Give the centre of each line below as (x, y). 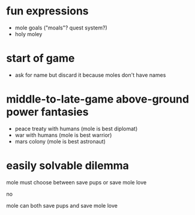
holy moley (28, 34)
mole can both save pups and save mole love (62, 205)
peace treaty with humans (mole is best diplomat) (76, 129)
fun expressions (47, 11)
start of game (40, 59)
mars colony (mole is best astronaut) (60, 141)
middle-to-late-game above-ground (98, 99)
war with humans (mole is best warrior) (63, 135)
